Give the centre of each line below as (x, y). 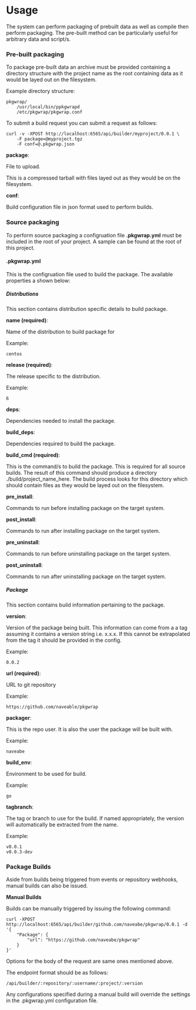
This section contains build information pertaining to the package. (86, 605)
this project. (21, 247)
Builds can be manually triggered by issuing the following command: (89, 908)
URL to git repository (31, 684)
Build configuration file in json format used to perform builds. (80, 207)
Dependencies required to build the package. (61, 443)
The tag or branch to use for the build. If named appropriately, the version (95, 818)
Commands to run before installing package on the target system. (86, 508)
